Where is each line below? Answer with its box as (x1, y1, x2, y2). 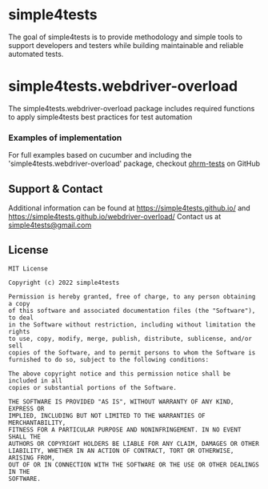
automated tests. (8, 49, 64, 58)
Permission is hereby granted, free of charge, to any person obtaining (8, 292, 256, 301)
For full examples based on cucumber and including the (8, 150, 192, 160)
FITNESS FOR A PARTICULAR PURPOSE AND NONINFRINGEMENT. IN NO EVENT (8, 426, 242, 434)
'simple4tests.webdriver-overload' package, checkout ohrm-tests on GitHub (8, 158, 261, 169)
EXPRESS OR (8, 404, 45, 413)
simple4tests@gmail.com (8, 220, 92, 230)
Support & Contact (8, 182, 103, 195)
